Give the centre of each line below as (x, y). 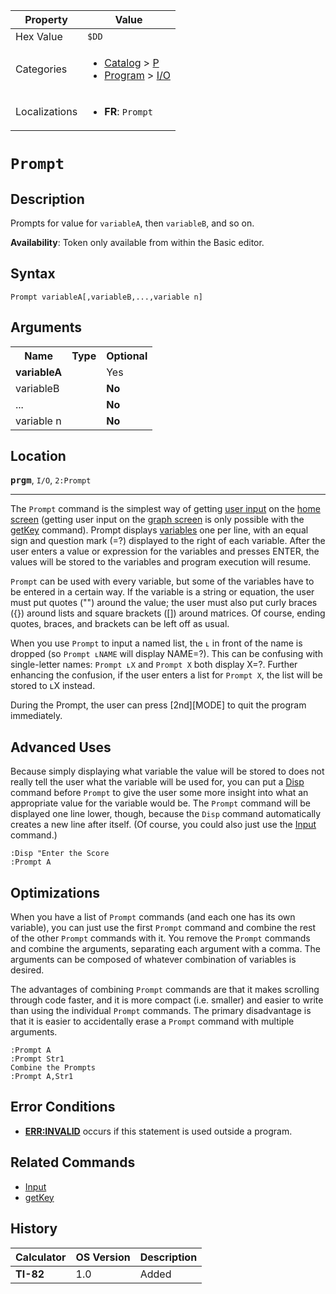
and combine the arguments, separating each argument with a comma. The (165, 949)
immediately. (36, 716)
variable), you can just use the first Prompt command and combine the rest (163, 928)
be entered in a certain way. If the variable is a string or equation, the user (162, 592)
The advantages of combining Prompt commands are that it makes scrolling (165, 990)
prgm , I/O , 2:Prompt (51, 480)
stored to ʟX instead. (53, 686)
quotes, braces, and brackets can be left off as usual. (120, 624)
